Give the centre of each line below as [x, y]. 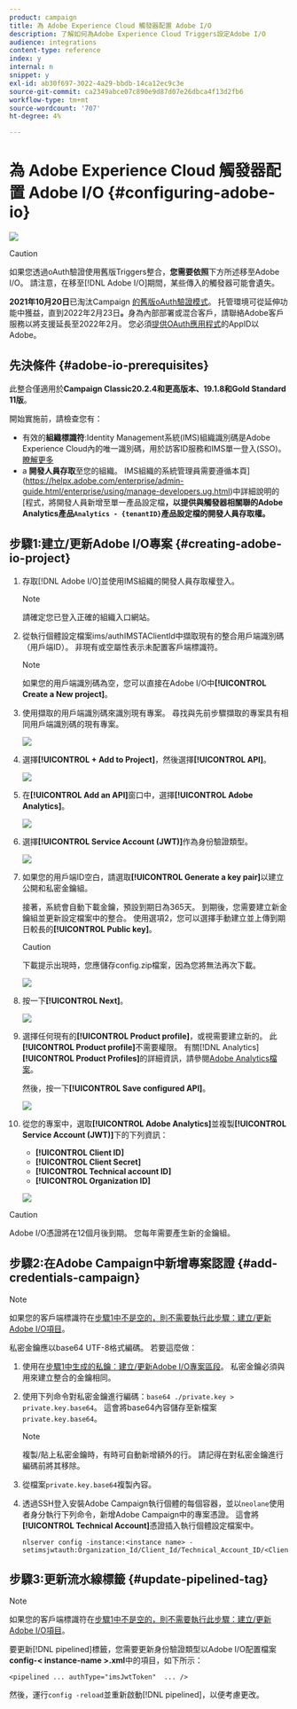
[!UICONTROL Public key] [101, 929]
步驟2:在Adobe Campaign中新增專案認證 [122, 1263]
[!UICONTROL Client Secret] [88, 1162]
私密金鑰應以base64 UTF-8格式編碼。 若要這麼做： [103, 1347]
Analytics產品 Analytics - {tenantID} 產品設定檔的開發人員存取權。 [146, 513]
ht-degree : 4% [35, 116]
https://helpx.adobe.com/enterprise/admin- [105, 481]
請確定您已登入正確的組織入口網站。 [88, 616]
